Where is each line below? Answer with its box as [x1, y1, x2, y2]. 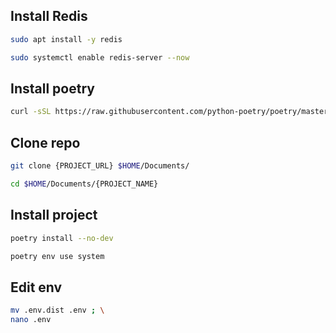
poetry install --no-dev [10, 233, 114, 243]
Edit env [10, 279, 63, 296]
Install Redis [10, 8, 88, 25]
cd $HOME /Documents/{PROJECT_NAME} [10, 179, 159, 189]
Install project [10, 207, 98, 224]
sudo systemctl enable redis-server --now [10, 52, 190, 63]
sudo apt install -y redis [10, 34, 123, 44]
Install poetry [10, 80, 95, 97]
